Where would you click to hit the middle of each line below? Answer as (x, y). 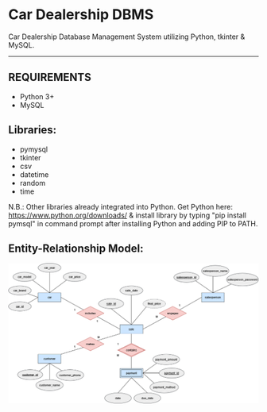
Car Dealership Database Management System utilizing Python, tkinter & (127, 37)
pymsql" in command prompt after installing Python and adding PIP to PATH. (133, 223)
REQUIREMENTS (50, 77)
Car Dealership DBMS (81, 15)
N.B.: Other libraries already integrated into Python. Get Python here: (120, 206)
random (33, 183)
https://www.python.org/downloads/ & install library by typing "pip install (127, 215)
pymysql (34, 149)
